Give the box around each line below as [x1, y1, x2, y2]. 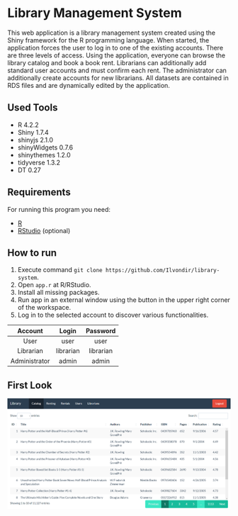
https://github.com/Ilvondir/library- [105, 267, 220, 274]
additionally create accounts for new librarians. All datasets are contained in [7, 73, 229, 82]
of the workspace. [17, 303, 72, 312]
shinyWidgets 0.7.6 [17, 143, 73, 152]
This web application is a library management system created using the [7, 28, 216, 37]
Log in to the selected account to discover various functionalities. [17, 310, 209, 320]
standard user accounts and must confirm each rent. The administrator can [7, 66, 227, 74]
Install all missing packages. [17, 288, 100, 297]
